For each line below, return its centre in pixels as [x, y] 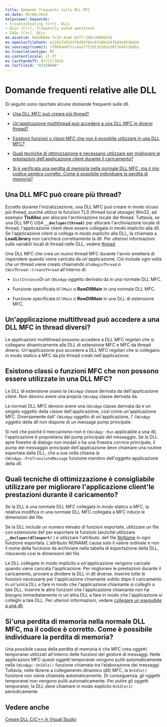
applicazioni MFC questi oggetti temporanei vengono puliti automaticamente [83, 660]
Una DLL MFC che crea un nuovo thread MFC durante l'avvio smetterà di [80, 253]
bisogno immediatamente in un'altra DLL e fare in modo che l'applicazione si [84, 595]
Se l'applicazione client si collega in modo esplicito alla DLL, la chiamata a [81, 233]
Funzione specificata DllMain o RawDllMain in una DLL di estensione [83, 298]
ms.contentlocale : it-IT [31, 56]
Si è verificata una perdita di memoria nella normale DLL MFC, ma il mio [86, 168]
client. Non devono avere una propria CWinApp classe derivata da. [72, 396]
